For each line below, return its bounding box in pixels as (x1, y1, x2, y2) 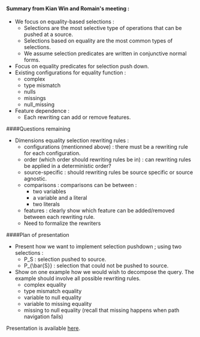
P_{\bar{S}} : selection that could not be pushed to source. (23, 262, 169, 269)
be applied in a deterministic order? (23, 163, 112, 170)
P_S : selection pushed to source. (23, 255, 107, 263)
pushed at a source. (23, 31, 74, 38)
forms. (23, 56, 40, 64)
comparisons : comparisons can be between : (23, 182, 137, 189)
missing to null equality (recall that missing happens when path (23, 306, 180, 314)
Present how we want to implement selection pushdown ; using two (14, 243, 182, 250)
